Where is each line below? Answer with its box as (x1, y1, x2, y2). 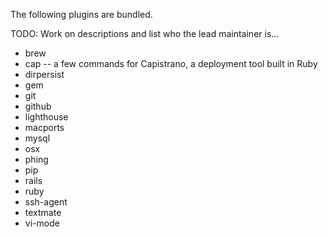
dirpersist (24, 69, 65, 80)
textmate (24, 207, 62, 218)
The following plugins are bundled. (10, 9, 153, 20)
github (24, 100, 52, 112)
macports (24, 122, 65, 133)
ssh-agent (24, 196, 68, 208)
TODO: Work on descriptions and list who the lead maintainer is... (10, 28, 280, 39)
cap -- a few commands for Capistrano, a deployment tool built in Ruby (24, 58, 318, 69)
